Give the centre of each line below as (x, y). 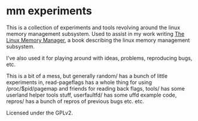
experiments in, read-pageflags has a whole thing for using (79, 82)
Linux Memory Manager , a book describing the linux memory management (98, 40)
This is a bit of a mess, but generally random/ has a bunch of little (87, 76)
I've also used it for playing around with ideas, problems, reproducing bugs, (99, 58)
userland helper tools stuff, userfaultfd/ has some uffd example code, (92, 95)
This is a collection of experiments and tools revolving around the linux (93, 27)
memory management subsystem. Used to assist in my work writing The (95, 33)
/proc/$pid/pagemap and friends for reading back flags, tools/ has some (96, 88)
